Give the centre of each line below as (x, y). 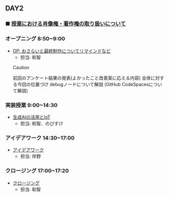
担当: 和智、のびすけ (42, 123)
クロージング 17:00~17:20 (37, 171)
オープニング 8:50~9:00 (35, 39)
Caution (21, 67)
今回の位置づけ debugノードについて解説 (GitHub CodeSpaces (83, 84)
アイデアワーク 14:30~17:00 (40, 138)
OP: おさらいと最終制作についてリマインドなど (62, 51)
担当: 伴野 (31, 156)
